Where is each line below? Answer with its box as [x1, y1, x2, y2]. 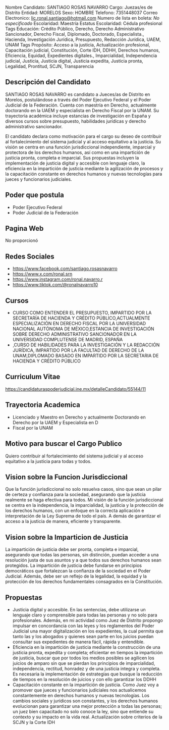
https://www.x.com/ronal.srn [12, 271, 73, 277]
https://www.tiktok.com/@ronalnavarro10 [12, 282, 98, 288]
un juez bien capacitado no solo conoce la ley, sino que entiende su [12, 708, 154, 714]
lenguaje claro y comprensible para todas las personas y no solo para [12, 612, 157, 618]
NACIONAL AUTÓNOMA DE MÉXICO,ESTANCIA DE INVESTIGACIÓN [12, 326, 155, 332]
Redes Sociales [5, 252, 54, 260]
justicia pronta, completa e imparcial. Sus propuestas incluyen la [5, 154, 139, 161]
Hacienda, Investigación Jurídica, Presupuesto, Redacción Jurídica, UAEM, [5, 36, 161, 42]
